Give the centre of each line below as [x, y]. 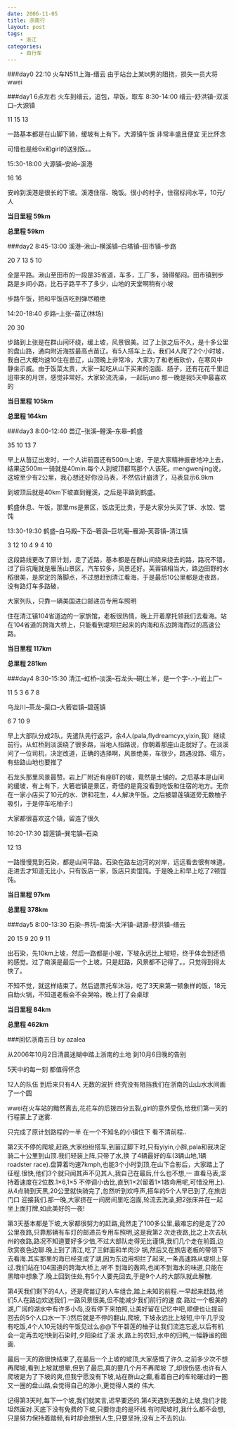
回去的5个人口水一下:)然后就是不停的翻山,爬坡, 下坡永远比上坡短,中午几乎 [113, 1317]
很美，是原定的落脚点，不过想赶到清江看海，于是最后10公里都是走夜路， [118, 577]
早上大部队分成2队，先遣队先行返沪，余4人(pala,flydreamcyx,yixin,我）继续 [117, 735]
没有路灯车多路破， [35, 586]
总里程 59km [26, 231]
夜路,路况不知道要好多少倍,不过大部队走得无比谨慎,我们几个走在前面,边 [122, 1241]
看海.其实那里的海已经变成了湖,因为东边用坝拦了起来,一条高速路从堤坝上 [118, 1259]
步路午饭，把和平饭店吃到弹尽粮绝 [57, 298]
